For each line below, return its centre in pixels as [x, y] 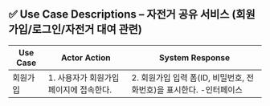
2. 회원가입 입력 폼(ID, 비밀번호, [188, 77]
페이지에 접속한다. [80, 89]
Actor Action [86, 57]
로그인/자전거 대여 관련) [87, 29]
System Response [195, 57]
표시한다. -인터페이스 [204, 89]
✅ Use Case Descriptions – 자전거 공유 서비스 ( [122, 14]
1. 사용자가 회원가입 [84, 77]
